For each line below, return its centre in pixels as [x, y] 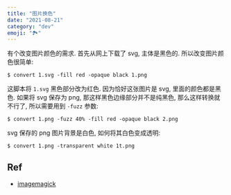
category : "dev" [31, 26]
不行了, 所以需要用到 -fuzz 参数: [53, 106]
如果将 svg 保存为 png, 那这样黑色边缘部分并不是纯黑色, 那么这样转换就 [118, 98]
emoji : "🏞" [24, 33]
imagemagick [36, 184]
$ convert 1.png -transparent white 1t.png [71, 146]
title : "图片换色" [32, 13]
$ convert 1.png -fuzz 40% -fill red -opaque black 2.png [93, 119]
